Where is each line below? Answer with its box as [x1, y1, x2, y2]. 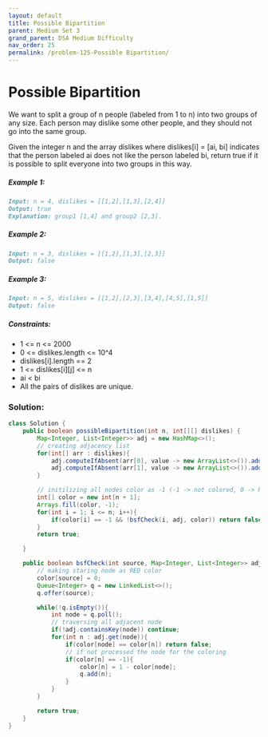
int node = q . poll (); [50, 611, 124, 619]
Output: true [8, 204, 52, 212]
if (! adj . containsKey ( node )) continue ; [50, 626, 180, 634]
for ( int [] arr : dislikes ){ [37, 449, 130, 458]
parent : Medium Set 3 [8, 26, 81, 34]
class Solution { [8, 420, 66, 428]
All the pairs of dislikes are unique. [19, 381, 134, 391]
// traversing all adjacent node [50, 618, 162, 627]
